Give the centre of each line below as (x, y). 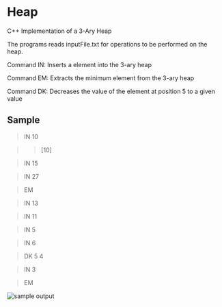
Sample (24, 120)
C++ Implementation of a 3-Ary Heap (59, 31)
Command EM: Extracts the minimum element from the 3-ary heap (101, 78)
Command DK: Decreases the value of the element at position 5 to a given (111, 91)
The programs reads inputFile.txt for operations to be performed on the (107, 44)
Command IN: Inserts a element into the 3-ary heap (80, 64)
